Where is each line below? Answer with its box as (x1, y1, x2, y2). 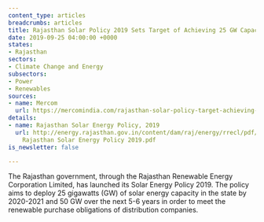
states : (8, 41, 34, 49)
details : (8, 114, 37, 122)
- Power (8, 77, 34, 85)
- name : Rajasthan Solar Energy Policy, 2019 (8, 121, 159, 129)
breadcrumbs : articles (8, 19, 82, 27)
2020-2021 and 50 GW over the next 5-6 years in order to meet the (8, 197, 226, 206)
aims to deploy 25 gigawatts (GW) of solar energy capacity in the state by (8, 188, 247, 198)
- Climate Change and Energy (8, 63, 104, 71)
